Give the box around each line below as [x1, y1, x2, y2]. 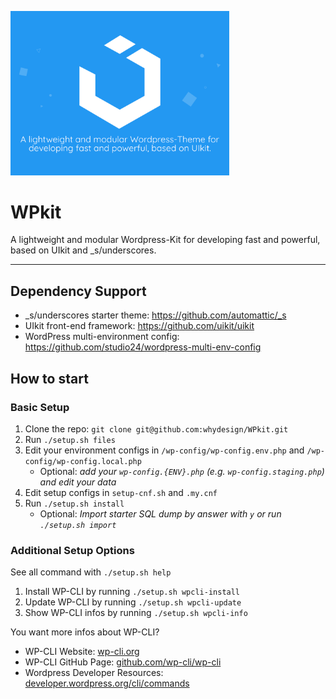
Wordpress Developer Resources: [24, 667, 164, 679]
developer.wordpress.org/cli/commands [24, 677, 190, 690]
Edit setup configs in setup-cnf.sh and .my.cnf [24, 486, 218, 498]
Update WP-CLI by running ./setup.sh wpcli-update [24, 596, 242, 608]
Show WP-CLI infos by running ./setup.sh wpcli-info [24, 607, 248, 619]
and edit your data [39, 476, 117, 488]
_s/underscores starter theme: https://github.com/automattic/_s [24, 309, 287, 321]
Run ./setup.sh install [24, 497, 125, 509]
